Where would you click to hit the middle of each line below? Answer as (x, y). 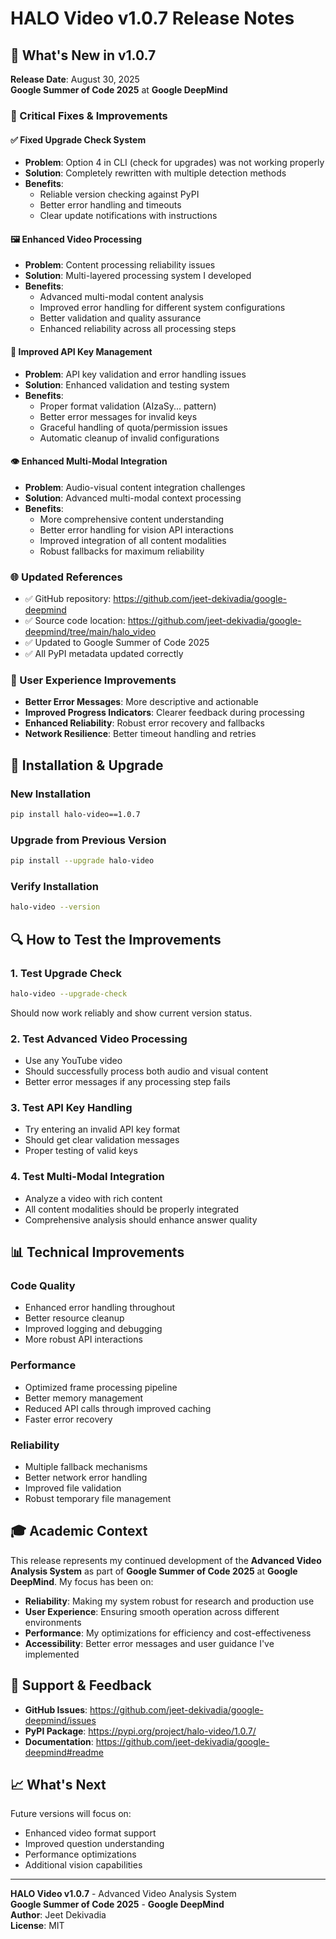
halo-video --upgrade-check (69, 993)
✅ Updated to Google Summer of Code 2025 (117, 643)
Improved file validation (73, 1488)
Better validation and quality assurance (120, 318)
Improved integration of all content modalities (133, 540)
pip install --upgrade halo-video (82, 861)
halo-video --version (55, 907)
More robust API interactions (83, 1339)
